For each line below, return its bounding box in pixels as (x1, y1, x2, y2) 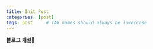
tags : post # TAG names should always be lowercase (6, 19, 147, 25)
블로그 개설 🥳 (6, 37, 35, 44)
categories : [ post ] (6, 14, 55, 20)
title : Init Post (6, 8, 49, 15)
